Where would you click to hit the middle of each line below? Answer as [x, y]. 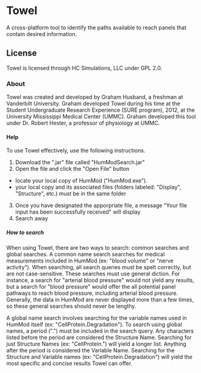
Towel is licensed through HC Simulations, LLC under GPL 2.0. [84, 68]
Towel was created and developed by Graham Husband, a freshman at [95, 97]
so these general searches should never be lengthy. [71, 306]
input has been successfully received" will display [78, 212]
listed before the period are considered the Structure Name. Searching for [99, 338]
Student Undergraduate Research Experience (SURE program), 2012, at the [100, 110]
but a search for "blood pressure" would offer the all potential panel [91, 287]
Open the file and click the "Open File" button [72, 169]
